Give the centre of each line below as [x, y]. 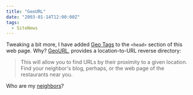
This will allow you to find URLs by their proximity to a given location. [104, 62]
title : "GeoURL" [26, 11]
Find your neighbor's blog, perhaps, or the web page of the [92, 69]
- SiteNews [25, 28]
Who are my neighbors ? [35, 86]
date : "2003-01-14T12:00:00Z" [43, 17]
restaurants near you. [46, 74]
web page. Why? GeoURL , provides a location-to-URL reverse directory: [94, 51]
